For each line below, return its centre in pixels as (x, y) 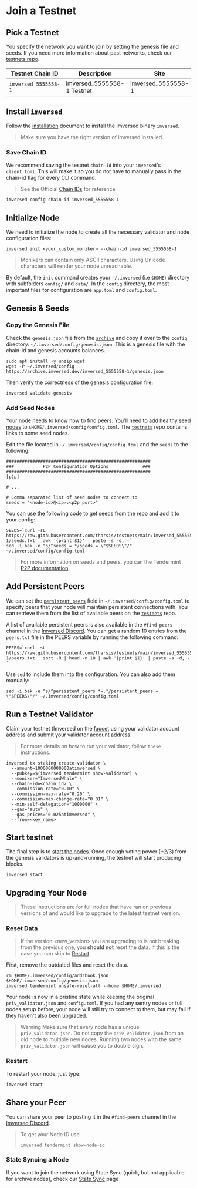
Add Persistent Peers (45, 586)
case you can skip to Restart (55, 954)
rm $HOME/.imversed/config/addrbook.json (57, 976)
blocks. (15, 864)
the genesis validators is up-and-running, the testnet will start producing (94, 858)
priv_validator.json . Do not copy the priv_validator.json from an (102, 1033)
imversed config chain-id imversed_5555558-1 (62, 200)
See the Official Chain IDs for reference (68, 189)
